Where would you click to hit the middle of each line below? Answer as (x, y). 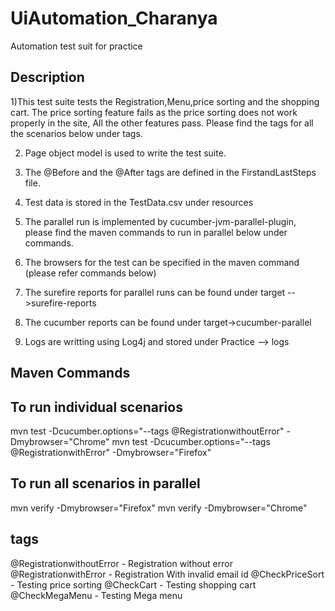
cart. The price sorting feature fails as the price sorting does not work (154, 112)
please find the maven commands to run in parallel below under (156, 232)
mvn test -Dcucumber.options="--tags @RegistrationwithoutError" (147, 431)
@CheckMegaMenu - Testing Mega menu (96, 595)
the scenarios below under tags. (76, 133)
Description (47, 77)
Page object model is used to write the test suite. (125, 153)
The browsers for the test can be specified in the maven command (162, 262)
